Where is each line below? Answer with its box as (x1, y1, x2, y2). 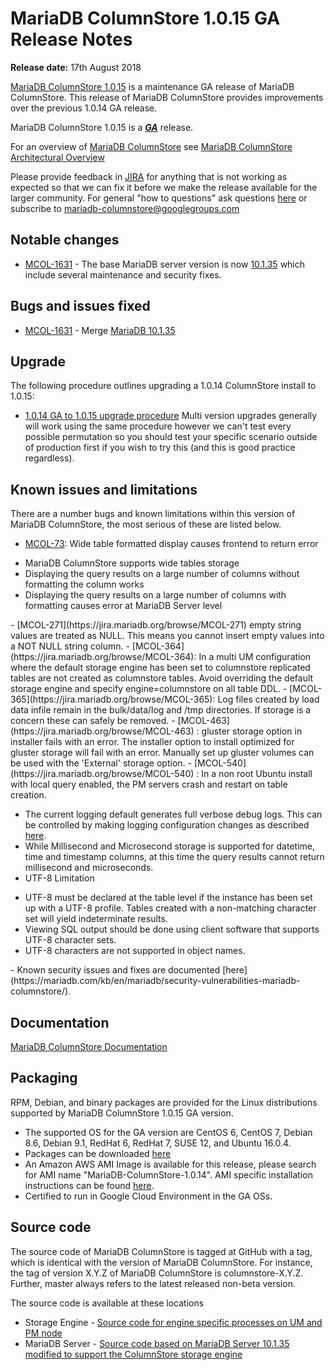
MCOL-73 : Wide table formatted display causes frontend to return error (24, 538, 319, 550)
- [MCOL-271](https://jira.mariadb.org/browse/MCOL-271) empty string (10, 619, 302, 631)
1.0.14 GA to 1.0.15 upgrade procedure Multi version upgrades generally (24, 410, 318, 422)
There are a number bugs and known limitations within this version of (10, 508, 296, 520)
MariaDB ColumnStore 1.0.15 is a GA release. (10, 121, 194, 133)
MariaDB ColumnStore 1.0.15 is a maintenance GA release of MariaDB (10, 80, 295, 92)
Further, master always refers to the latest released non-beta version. (10, 1277, 296, 1289)
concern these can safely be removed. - (10, 715, 176, 727)
